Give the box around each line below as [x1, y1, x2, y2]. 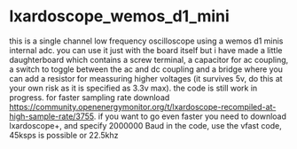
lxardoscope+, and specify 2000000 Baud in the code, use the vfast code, [9, 120, 282, 130]
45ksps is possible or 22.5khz [9, 129, 119, 140]
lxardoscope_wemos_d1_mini [9, 6, 231, 27]
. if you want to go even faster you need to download [93, 111, 286, 122]
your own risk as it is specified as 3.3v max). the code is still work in [9, 82, 258, 93]
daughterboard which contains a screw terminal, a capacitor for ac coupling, [9, 54, 289, 65]
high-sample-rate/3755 [9, 111, 95, 122]
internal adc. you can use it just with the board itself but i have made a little [9, 44, 283, 55]
